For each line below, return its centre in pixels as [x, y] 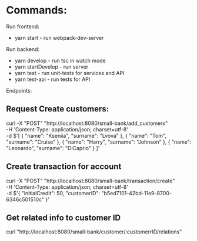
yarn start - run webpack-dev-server [59, 38]
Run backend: [23, 49]
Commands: [37, 10]
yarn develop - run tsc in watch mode [60, 60]
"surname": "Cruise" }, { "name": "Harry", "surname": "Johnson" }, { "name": [99, 142]
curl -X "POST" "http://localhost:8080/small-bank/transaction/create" [91, 181]
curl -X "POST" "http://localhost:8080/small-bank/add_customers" [87, 123]
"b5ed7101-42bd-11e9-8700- [137, 193]
